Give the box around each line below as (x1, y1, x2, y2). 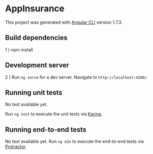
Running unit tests (5, 88, 62, 97)
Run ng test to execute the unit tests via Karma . (5, 111, 102, 117)
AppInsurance (5, 3, 65, 14)
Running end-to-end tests (5, 125, 87, 134)
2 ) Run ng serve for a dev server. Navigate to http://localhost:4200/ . (5, 74, 149, 80)
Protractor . (5, 144, 27, 150)
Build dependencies (5, 34, 68, 42)
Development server (5, 61, 69, 70)
